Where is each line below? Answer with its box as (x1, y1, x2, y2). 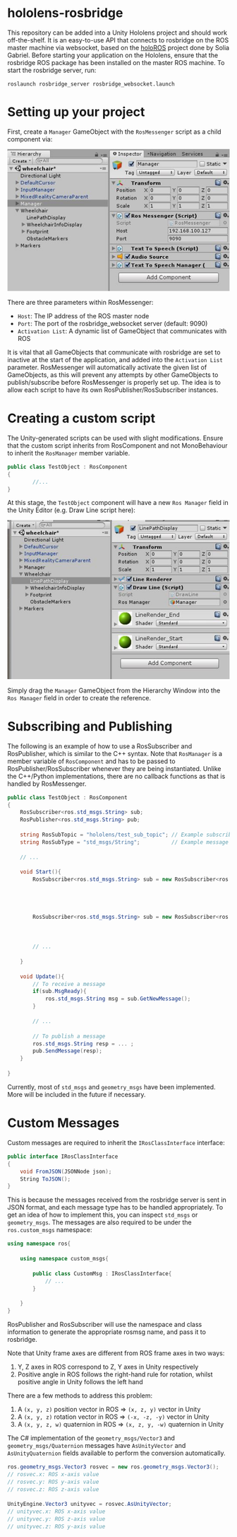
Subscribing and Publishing (7, 718, 173, 734)
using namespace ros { (7, 1240, 71, 1248)
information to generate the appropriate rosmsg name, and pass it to (7, 1328, 207, 1336)
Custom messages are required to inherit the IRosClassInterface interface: (7, 1138, 225, 1147)
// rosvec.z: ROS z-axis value (7, 1485, 99, 1493)
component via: (7, 134, 53, 143)
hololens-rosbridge (7, 5, 123, 21)
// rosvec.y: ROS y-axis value (7, 1478, 99, 1485)
